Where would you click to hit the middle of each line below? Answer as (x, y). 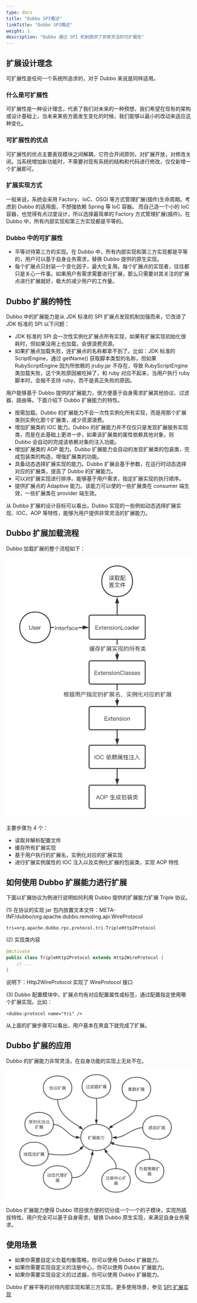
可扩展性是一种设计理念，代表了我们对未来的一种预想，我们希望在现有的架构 (98, 109)
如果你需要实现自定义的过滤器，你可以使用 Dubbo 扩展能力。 (88, 1275)
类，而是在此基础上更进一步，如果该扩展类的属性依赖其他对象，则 (94, 435)
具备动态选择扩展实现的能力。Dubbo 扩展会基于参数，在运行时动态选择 (100, 464)
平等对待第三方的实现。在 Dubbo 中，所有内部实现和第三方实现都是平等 (101, 252)
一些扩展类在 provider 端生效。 (62, 493)
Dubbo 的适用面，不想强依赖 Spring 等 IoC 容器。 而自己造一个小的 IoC (103, 206)
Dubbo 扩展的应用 (39, 1046)
